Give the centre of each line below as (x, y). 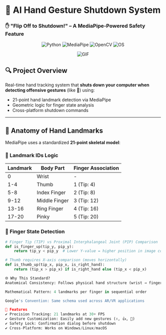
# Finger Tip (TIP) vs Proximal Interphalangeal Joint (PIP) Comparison (82, 242)
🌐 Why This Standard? (28, 278)
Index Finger (51, 193)
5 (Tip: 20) (86, 217)
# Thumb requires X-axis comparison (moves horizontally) (66, 260)
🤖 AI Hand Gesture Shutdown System (83, 10)
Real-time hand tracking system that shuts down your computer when (77, 85)
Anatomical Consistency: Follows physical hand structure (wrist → (76, 283)
